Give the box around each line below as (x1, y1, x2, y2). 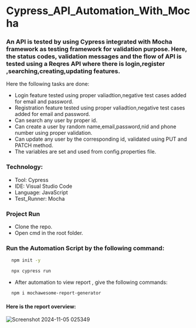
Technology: (6, 163, 43, 171)
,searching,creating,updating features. (6, 67, 121, 75)
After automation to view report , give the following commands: (14, 279, 168, 286)
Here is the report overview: (6, 303, 77, 310)
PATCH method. (14, 142, 54, 149)
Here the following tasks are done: (6, 81, 89, 88)
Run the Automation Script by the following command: (6, 244, 165, 252)
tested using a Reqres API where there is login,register (6, 60, 165, 68)
